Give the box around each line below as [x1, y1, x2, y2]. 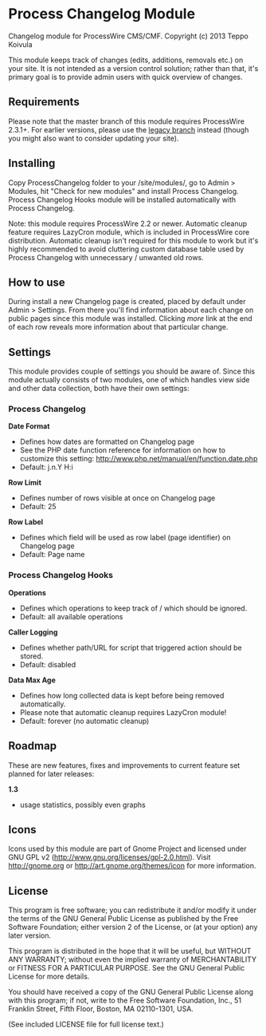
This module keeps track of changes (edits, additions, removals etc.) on [8, 55, 244, 65]
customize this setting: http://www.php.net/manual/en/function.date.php [19, 454, 258, 464]
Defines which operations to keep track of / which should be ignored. [19, 603, 248, 613]
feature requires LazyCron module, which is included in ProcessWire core [8, 227, 250, 236]
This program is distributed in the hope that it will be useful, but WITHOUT [8, 947, 252, 956]
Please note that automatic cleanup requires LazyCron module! [19, 707, 227, 717]
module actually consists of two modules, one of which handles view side [8, 375, 250, 385]
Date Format [8, 421, 50, 431]
